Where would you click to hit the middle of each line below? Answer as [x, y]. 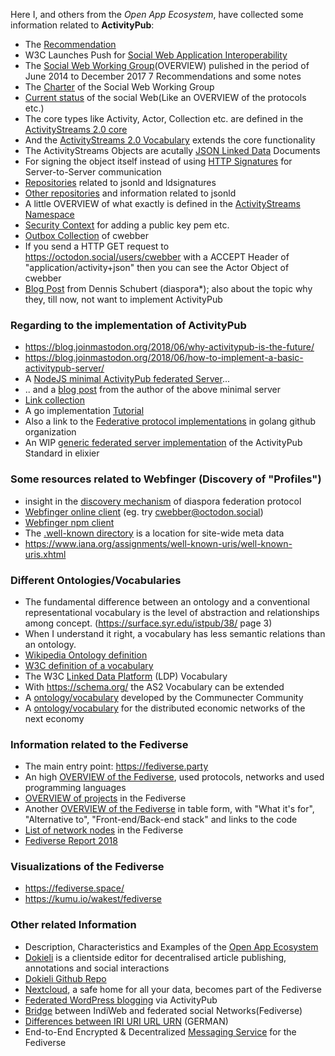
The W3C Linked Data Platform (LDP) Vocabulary [126, 676]
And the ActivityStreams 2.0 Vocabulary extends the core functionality [170, 140]
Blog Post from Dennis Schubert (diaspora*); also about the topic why [168, 288]
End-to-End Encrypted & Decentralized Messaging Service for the [160, 1031]
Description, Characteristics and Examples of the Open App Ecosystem [171, 946]
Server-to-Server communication [93, 172]
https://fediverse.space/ [74, 888]
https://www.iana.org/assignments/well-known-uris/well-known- [158, 543]
